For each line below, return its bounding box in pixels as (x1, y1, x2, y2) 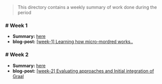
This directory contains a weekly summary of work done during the (17, 4, 157, 10)
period (17, 9, 32, 15)
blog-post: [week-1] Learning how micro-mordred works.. (12, 38, 133, 44)
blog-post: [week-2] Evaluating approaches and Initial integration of (12, 67, 154, 74)
